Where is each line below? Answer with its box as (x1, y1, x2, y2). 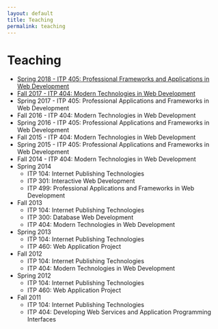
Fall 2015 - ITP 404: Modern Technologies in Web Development (16, 133, 196, 141)
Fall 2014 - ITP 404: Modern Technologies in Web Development (16, 155, 196, 163)
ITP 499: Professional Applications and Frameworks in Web (27, 184, 195, 193)
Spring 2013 (16, 228, 51, 236)
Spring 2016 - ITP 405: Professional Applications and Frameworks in (16, 119, 210, 127)
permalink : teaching (7, 23, 66, 29)
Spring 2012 (16, 271, 51, 280)
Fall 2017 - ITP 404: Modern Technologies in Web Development (16, 90, 196, 98)
